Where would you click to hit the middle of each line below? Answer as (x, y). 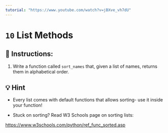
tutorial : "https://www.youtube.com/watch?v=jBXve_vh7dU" (68, 10)
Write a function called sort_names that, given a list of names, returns (85, 66)
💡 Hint (15, 88)
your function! (27, 105)
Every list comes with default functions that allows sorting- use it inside (88, 100)
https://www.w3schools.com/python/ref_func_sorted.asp (65, 125)
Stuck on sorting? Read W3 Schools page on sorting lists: (73, 115)
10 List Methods (39, 35)
